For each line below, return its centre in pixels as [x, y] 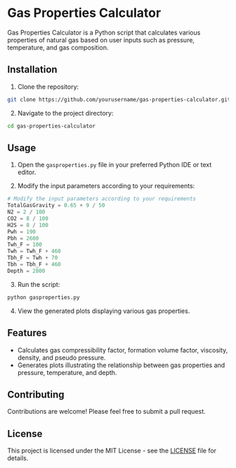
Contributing [36, 394]
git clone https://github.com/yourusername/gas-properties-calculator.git [119, 99]
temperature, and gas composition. [58, 47]
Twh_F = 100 [25, 245]
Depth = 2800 [26, 271]
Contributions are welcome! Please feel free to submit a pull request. [106, 412]
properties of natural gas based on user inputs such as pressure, [101, 39]
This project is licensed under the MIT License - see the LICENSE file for [112, 451]
